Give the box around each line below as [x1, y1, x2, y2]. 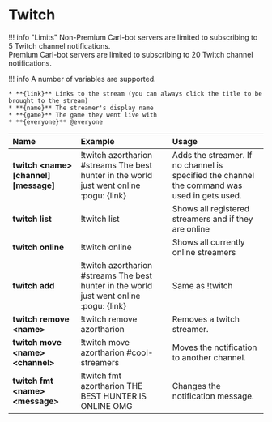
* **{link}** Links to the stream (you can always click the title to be [8, 89, 263, 98]
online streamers [172, 246, 236, 258]
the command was [172, 180, 243, 191]
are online [172, 223, 210, 234]
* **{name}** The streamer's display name [8, 104, 154, 112]
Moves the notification [172, 342, 257, 353]
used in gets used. [172, 190, 242, 201]
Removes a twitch [172, 313, 240, 325]
